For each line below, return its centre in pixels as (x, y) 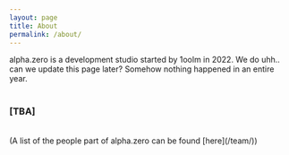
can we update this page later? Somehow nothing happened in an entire (142, 69)
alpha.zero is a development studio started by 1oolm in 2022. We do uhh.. (144, 60)
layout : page (34, 17)
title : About (34, 26)
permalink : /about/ (46, 34)
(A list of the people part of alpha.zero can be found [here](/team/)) (133, 141)
